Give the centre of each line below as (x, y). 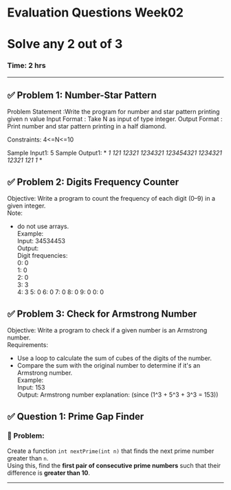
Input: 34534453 (41, 241)
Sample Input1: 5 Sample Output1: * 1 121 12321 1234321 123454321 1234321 (114, 153)
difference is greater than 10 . (49, 473)
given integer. (26, 206)
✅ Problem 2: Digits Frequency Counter (93, 182)
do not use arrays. (43, 226)
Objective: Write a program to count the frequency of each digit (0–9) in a (111, 199)
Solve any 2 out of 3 (65, 44)
